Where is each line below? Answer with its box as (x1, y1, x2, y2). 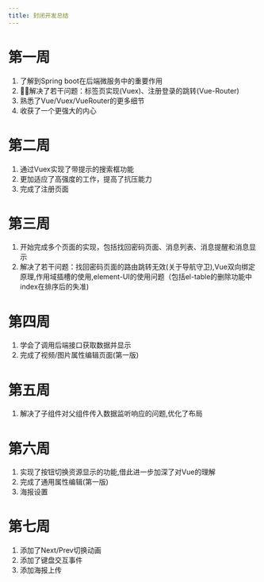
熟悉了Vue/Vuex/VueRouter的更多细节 (19, 96, 145, 105)
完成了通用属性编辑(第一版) (19, 477, 109, 487)
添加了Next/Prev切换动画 (19, 546, 101, 555)
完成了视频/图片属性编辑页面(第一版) (19, 350, 140, 360)
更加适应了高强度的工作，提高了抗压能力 (19, 174, 152, 183)
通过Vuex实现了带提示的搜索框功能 (19, 164, 135, 174)
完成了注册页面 (19, 184, 69, 193)
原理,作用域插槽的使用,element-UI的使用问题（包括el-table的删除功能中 (19, 272, 252, 281)
